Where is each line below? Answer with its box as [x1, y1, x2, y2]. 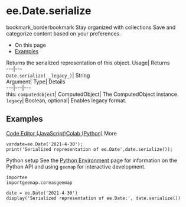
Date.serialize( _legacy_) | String [6, 72, 90, 79]
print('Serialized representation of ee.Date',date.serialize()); [6, 146, 173, 152]
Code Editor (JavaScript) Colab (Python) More [6, 130, 117, 137]
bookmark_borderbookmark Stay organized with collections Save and [6, 24, 176, 31]
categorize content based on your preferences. [6, 30, 121, 37]
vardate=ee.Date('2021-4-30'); [6, 141, 83, 147]
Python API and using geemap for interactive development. [6, 163, 146, 170]
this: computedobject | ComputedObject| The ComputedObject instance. [6, 90, 179, 98]
